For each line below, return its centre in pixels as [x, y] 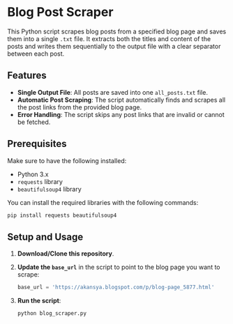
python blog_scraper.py [52, 314]
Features [27, 76]
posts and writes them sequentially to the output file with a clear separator [114, 46]
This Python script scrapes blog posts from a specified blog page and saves [117, 31]
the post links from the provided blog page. [79, 107]
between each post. [36, 54]
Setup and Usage [45, 237]
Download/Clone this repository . [66, 254]
